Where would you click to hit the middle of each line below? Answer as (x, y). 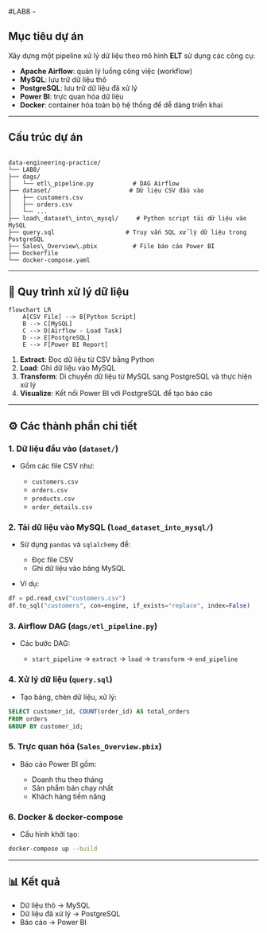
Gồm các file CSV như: (57, 466)
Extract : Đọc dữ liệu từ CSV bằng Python (87, 360)
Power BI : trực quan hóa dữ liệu (72, 96)
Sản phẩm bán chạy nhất (72, 787)
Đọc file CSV (52, 560)
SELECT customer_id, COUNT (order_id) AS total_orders (99, 711)
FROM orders (28, 719)
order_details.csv (62, 507)
